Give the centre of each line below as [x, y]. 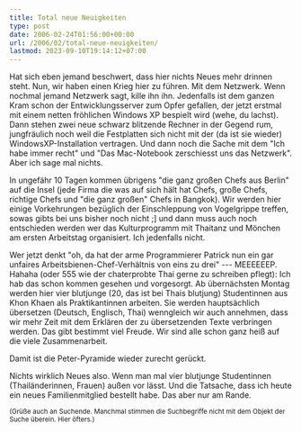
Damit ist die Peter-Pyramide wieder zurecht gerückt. [108, 359]
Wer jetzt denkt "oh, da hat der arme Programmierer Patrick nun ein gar [142, 255]
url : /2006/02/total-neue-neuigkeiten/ [84, 43]
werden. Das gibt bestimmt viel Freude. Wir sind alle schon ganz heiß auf [145, 332]
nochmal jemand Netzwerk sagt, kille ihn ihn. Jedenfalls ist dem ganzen [142, 96]
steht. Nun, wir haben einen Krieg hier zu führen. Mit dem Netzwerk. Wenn [147, 86]
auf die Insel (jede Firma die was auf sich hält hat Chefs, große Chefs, [138, 190]
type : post [30, 26]
